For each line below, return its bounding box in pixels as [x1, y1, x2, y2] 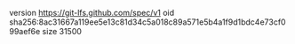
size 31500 [42, 26, 83, 36]
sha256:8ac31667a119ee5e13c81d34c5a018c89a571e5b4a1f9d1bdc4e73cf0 [9, 17, 286, 27]
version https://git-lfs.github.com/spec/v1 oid [9, 8, 175, 18]
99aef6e [9, 26, 41, 36]
